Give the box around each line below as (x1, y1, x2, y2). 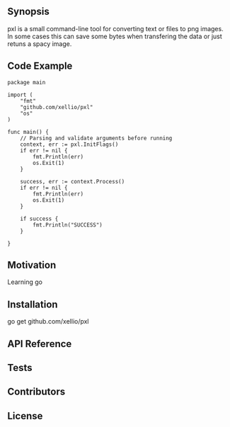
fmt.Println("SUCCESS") (33, 221, 103, 229)
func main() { (7, 128, 50, 135)
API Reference (7, 338, 72, 350)
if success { (20, 215, 59, 222)
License (7, 410, 43, 422)
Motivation (7, 259, 57, 271)
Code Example (7, 60, 73, 72)
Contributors (7, 386, 66, 398)
